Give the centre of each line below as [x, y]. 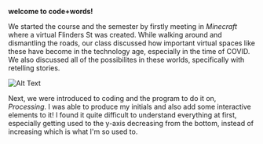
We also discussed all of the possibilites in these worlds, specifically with [126, 59]
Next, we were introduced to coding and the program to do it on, [112, 98]
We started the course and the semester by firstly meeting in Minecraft [123, 26]
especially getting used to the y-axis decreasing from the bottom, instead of [131, 123]
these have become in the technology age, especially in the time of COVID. [129, 51]
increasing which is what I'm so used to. [73, 131]
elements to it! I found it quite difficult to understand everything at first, [122, 115]
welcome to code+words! [51, 11]
